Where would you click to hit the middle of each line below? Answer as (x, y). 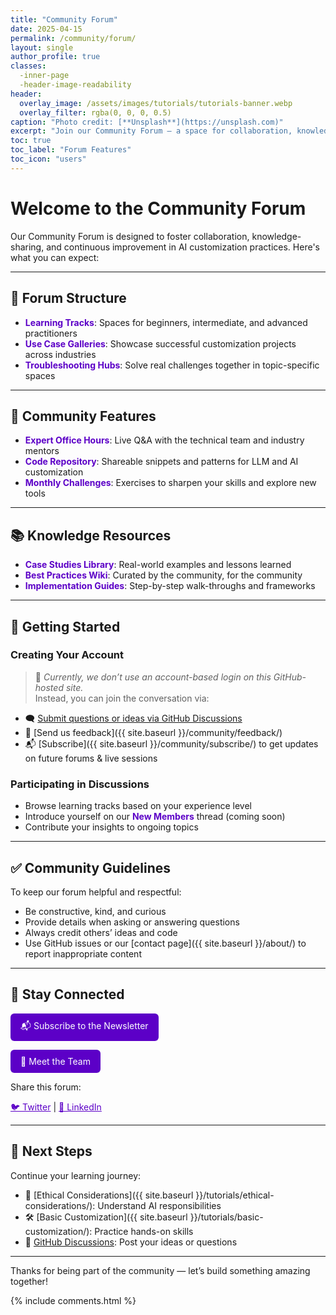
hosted (49, 687)
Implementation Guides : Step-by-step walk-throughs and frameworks (170, 586)
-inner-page (44, 76)
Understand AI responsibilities (159, 1205)
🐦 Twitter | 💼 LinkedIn (56, 1107)
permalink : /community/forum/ (73, 38)
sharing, (27, 247)
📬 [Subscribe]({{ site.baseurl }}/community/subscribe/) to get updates (171, 743)
